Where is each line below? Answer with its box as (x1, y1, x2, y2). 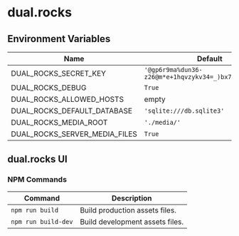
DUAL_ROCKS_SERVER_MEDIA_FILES (11, 129, 137, 139)
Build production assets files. (80, 205, 176, 215)
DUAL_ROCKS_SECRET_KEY (11, 68, 107, 78)
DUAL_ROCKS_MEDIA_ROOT (11, 118, 108, 127)
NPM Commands (7, 175, 68, 185)
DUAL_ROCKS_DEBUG (11, 83, 87, 93)
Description (111, 193, 152, 203)
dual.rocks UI (7, 153, 68, 165)
